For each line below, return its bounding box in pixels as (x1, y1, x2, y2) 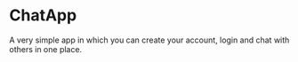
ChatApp (9, 5, 77, 26)
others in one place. (9, 43, 83, 54)
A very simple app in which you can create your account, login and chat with (9, 35, 290, 45)
